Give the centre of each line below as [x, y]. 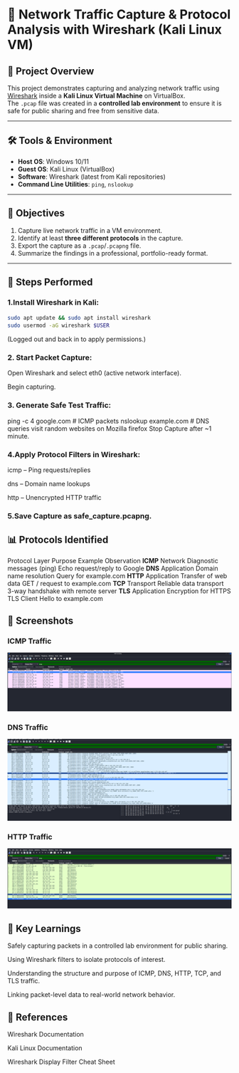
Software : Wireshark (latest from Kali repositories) [91, 177]
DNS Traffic [28, 727]
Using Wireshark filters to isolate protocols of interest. [86, 960]
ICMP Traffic [30, 641]
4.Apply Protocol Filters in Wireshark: [74, 454]
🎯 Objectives [36, 213]
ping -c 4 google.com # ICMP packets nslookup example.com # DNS [108, 421]
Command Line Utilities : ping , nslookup [75, 184]
